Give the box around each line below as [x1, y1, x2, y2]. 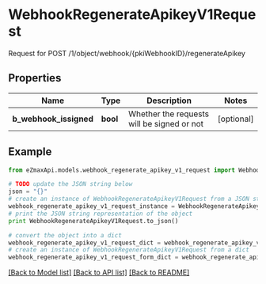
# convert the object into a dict [8, 231, 123, 239]
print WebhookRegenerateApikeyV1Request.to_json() [8, 217, 179, 225]
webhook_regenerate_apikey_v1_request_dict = [8, 239, 161, 247]
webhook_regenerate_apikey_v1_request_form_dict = [8, 253, 179, 262]
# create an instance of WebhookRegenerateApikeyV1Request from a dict [8, 246, 249, 254]
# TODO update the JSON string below [8, 180, 133, 188]
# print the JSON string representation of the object [8, 210, 193, 218]
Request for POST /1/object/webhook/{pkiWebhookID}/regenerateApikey [8, 48, 245, 58]
